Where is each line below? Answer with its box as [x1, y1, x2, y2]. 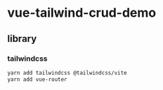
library [7, 33, 37, 45]
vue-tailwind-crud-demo [7, 5, 157, 21]
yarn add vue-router [7, 75, 68, 83]
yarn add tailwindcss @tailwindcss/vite [7, 69, 128, 76]
